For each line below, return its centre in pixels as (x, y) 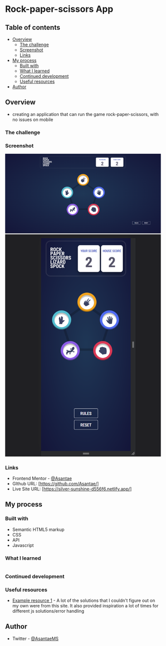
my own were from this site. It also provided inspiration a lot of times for (85, 606)
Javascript (23, 545)
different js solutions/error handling (48, 611)
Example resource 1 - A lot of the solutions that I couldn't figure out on (84, 600)
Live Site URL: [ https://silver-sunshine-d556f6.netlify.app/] (72, 489)
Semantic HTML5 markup (38, 529)
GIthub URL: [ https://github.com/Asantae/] (55, 483)
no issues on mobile (33, 119)
